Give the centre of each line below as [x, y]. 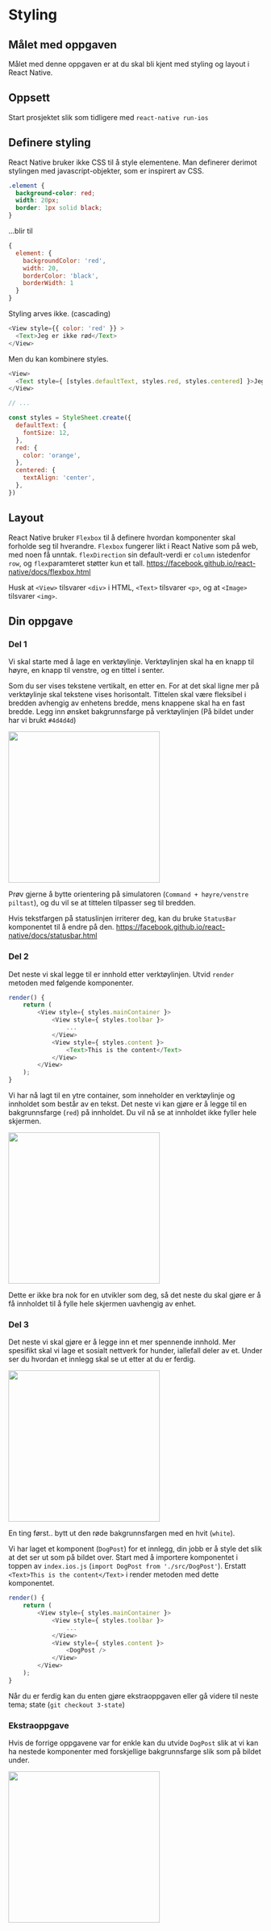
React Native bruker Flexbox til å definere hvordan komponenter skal [122, 537]
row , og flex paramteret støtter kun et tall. [77, 563]
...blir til [21, 231]
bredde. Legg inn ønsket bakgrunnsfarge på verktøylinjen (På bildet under [131, 712]
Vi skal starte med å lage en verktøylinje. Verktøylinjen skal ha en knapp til [131, 662]
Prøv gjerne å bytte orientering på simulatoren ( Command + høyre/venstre [129, 894]
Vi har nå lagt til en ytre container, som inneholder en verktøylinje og [122, 1096]
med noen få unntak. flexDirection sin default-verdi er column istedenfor [129, 554]
